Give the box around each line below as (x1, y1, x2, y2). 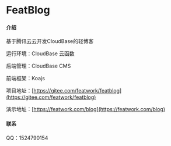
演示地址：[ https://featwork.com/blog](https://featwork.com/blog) (6, 106, 165, 113)
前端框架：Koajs (6, 75, 46, 82)
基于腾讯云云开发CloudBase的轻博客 (6, 38, 94, 45)
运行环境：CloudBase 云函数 (6, 50, 75, 57)
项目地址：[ (6, 87, 34, 94)
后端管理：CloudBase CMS (6, 62, 71, 70)
